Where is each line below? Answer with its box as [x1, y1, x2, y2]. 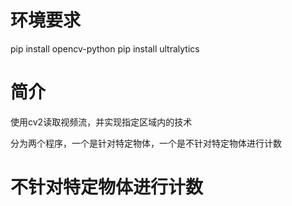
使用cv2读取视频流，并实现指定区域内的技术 [10, 116, 193, 128]
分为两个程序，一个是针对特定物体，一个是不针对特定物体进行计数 [10, 137, 282, 149]
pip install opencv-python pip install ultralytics [10, 42, 200, 55]
